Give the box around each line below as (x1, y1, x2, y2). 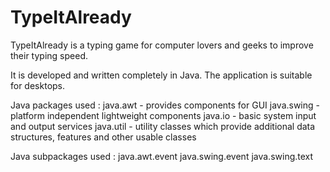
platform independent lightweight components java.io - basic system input (10, 109, 317, 121)
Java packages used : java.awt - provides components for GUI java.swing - (10, 99, 320, 111)
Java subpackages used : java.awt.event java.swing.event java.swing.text (10, 150, 314, 162)
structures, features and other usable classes (10, 131, 197, 143)
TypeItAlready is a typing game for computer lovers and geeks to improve (10, 39, 314, 51)
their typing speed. (10, 49, 88, 61)
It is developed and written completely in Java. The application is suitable (10, 69, 313, 81)
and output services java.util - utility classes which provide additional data (10, 120, 316, 132)
